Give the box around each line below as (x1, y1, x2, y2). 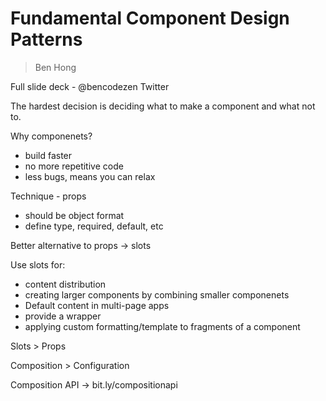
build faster (24, 149, 73, 161)
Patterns (10, 28, 83, 51)
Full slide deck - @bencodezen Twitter (10, 80, 170, 92)
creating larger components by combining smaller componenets (24, 288, 290, 301)
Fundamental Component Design (10, 7, 290, 30)
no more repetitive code (24, 160, 124, 172)
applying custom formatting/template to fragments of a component (24, 320, 301, 332)
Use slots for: (10, 258, 66, 271)
